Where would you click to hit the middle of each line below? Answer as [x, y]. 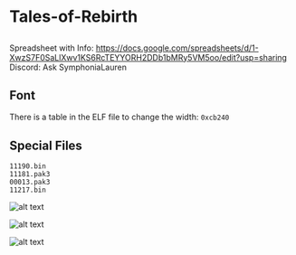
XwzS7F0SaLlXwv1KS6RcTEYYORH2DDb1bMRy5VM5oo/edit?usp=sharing [148, 57]
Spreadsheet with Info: [52, 48]
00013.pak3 [30, 183]
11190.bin [28, 166]
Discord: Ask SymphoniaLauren [68, 67]
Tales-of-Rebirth [74, 17]
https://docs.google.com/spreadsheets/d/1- [177, 48]
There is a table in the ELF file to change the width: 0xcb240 [119, 117]
